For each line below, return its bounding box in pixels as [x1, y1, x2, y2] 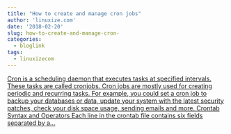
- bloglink [13, 42, 45, 49]
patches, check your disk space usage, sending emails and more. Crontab [7, 103, 221, 112]
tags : [7, 49, 23, 56]
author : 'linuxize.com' [7, 17, 77, 24]
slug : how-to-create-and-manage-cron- [7, 29, 120, 37]
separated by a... [7, 119, 56, 127]
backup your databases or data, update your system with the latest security [7, 97, 224, 105]
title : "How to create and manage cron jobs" [7, 10, 141, 17]
